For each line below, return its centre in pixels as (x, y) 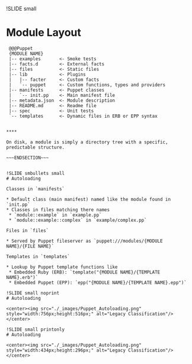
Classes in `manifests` (36, 189)
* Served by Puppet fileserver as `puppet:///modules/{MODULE (84, 241)
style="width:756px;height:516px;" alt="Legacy (66, 314)
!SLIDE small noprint (33, 293)
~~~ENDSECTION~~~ (28, 158)
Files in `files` (28, 230)
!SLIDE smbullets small (36, 173)
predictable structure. (36, 147)
